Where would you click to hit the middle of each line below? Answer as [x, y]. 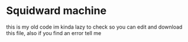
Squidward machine [56, 11]
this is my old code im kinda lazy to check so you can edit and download [94, 27]
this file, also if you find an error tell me [54, 33]
